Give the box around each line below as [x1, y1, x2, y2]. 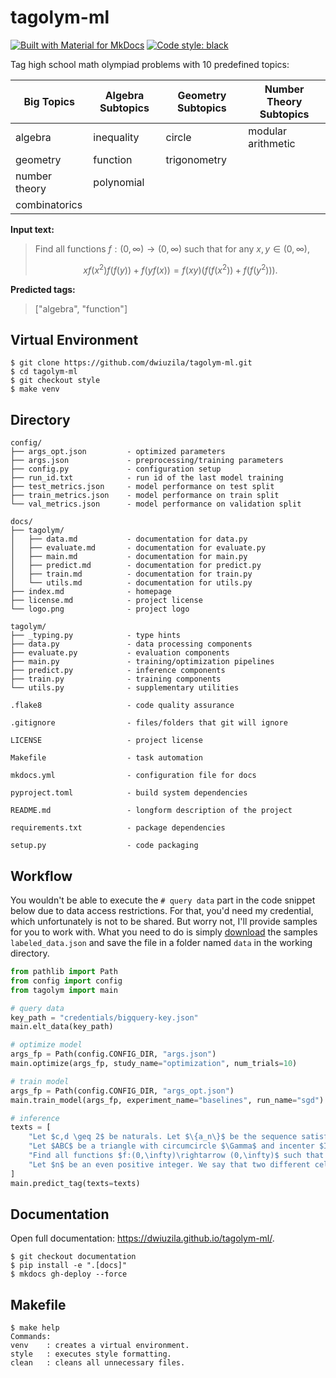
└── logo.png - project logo [10, 604, 190, 615]
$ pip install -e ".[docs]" [10, 1261, 128, 1271]
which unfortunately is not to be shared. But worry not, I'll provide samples [10, 916, 318, 928]
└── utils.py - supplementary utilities [10, 683, 240, 693]
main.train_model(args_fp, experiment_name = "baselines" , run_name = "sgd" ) [10, 1095, 325, 1105]
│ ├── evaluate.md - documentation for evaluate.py [10, 543, 267, 553]
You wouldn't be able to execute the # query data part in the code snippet [10, 894, 316, 906]
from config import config [10, 976, 123, 986]
